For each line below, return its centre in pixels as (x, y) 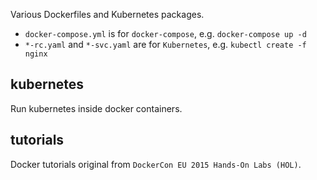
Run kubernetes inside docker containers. (96, 108)
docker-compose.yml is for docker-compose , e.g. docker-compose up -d (165, 33)
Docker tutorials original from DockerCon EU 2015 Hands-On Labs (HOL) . (156, 164)
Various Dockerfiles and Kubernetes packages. (107, 14)
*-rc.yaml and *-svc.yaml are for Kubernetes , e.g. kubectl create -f (165, 44)
